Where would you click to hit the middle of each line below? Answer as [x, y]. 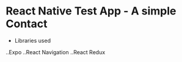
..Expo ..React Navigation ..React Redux [56, 52]
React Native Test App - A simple [91, 11]
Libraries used [33, 40]
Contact [27, 24]
